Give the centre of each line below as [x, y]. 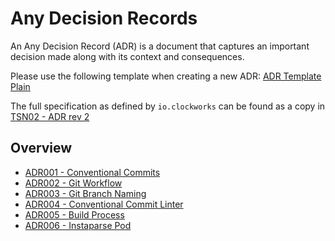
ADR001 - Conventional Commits [92, 172]
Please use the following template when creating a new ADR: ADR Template [166, 76]
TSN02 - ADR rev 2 [50, 116]
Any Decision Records [104, 18]
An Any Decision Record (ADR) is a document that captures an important [160, 46]
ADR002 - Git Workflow [73, 183]
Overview [41, 148]
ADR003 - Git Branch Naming [85, 193]
